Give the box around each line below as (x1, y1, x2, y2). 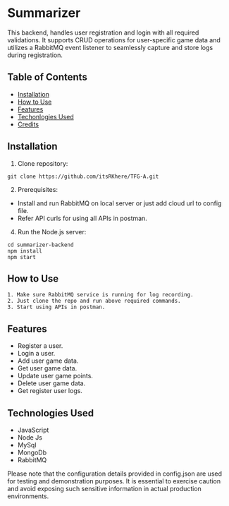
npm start (7, 253, 37, 260)
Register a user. (17, 342, 63, 350)
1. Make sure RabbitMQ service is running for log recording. (7, 291, 194, 299)
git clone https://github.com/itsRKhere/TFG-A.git (7, 173, 159, 180)
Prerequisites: (17, 185, 58, 193)
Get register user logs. (17, 387, 83, 395)
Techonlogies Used (17, 112, 74, 121)
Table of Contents (7, 71, 88, 83)
